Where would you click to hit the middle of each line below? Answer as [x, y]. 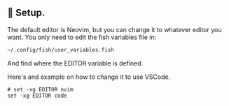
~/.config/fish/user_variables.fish [61, 50]
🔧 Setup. [26, 13]
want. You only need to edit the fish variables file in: [82, 37]
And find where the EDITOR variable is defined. [75, 63]
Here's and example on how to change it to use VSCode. [89, 77]
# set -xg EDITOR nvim [40, 89]
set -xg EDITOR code [37, 96]
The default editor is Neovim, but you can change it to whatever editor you [114, 29]
